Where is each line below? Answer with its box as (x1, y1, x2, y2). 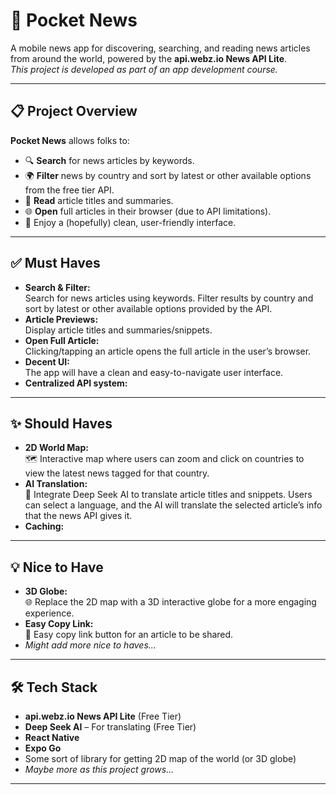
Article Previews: (24, 313, 99, 325)
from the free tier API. (24, 184, 115, 196)
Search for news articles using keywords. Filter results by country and (24, 292, 314, 304)
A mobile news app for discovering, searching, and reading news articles (10, 42, 311, 54)
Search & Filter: (24, 281, 91, 293)
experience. (24, 607, 75, 619)
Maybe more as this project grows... (24, 764, 175, 775)
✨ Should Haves (10, 415, 113, 432)
